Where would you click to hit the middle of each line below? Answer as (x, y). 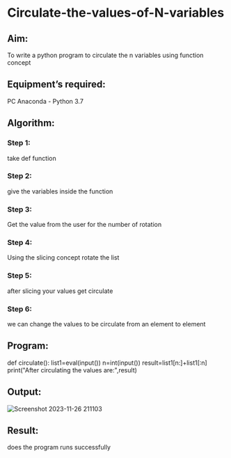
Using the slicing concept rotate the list (63, 258)
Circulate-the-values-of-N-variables (116, 13)
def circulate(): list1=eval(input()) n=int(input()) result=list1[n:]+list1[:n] (107, 363)
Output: (24, 392)
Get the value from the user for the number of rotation (85, 225)
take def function (32, 158)
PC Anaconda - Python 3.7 (45, 101)
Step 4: (20, 243)
